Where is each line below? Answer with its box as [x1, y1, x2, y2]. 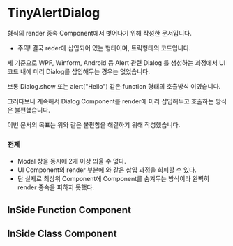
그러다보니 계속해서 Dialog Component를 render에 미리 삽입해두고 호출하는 [7, 96, 214, 106]
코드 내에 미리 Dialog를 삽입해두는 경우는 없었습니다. [7, 67, 150, 75]
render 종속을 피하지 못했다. [17, 183, 95, 191]
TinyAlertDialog [7, 5, 100, 21]
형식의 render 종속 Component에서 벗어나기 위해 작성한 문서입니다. [7, 29, 192, 37]
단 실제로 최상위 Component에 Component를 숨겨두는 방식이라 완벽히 [17, 175, 210, 183]
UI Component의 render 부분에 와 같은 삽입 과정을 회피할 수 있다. [17, 166, 197, 174]
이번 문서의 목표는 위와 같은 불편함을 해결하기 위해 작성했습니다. [7, 120, 181, 129]
